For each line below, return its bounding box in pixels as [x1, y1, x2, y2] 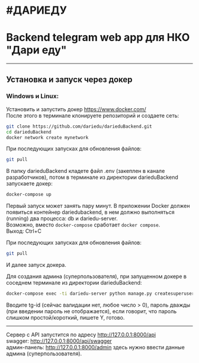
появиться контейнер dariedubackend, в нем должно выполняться [6, 209, 175, 216]
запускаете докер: [6, 180, 53, 187]
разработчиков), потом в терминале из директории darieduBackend [6, 173, 179, 181]
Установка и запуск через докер [6, 74, 133, 84]
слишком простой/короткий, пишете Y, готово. [6, 314, 125, 321]
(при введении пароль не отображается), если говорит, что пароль [6, 307, 177, 315]
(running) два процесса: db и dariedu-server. [6, 215, 118, 222]
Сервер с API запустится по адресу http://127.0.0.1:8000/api [6, 331, 156, 338]
